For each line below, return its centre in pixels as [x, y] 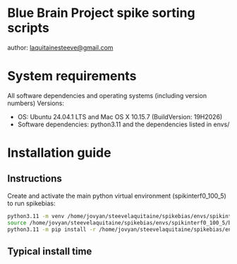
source [17, 223]
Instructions [35, 179]
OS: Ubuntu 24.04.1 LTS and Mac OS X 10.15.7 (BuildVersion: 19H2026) [120, 116]
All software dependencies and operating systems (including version [107, 95]
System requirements [72, 76]
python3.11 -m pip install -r [52, 229]
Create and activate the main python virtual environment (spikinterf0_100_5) [117, 196]
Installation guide [59, 153]
